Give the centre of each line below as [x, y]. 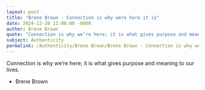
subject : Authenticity [35, 40]
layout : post [23, 12]
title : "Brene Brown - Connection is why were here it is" [83, 18]
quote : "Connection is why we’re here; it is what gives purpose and [97, 35]
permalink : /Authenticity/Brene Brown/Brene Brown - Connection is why [99, 46]
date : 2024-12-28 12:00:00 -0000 [49, 23]
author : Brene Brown [33, 29]
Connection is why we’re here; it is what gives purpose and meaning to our [100, 63]
